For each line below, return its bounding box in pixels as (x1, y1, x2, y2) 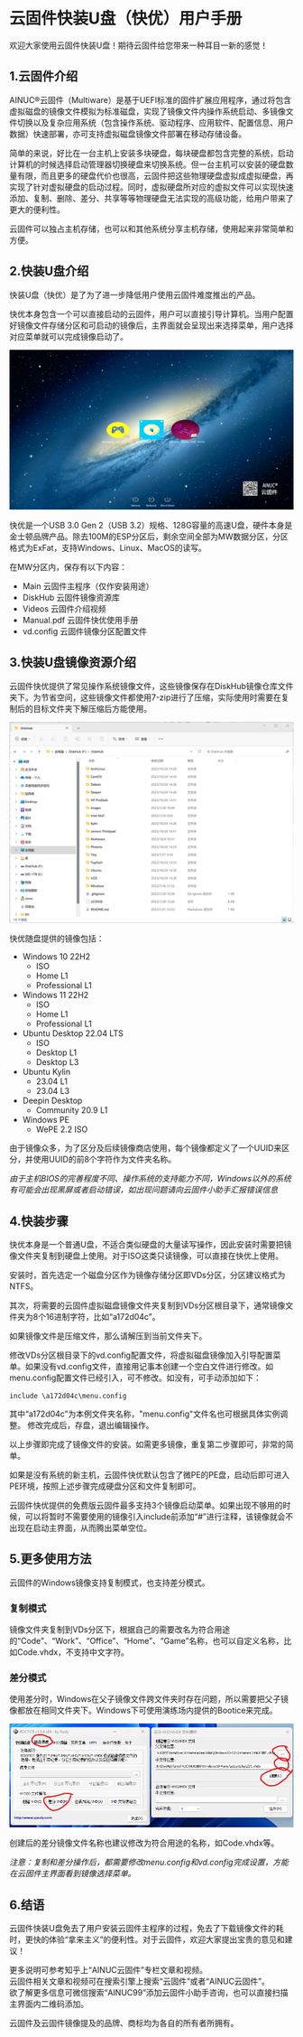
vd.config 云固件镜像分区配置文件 (22, 626, 147, 637)
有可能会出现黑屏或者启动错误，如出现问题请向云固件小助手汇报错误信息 (9, 1184, 278, 1195)
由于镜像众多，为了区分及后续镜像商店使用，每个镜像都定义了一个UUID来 (9, 1143, 282, 1154)
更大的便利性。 (9, 204, 65, 215)
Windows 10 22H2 (22, 951, 91, 962)
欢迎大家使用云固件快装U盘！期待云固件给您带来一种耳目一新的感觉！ (9, 40, 269, 51)
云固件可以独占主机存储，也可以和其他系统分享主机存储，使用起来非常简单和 (9, 223, 294, 234)
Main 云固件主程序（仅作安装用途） (22, 581, 154, 592)
